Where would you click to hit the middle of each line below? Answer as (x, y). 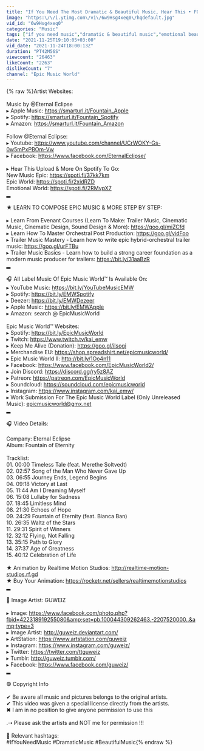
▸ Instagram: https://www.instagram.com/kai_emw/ (70, 391)
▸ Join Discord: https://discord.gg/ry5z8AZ (60, 372)
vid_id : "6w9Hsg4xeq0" (35, 23)
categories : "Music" (32, 29)
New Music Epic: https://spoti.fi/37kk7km (58, 175)
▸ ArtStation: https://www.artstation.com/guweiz (67, 639)
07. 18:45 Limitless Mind (36, 503)
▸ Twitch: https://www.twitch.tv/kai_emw (57, 339)
